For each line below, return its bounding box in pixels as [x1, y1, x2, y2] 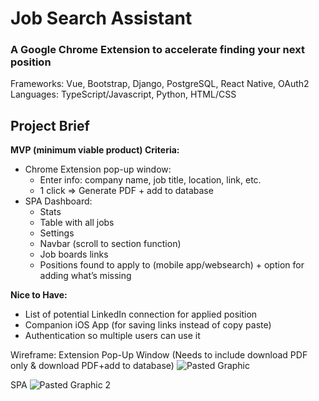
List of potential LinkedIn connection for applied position [24, 308, 258, 321]
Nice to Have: [10, 289, 68, 301]
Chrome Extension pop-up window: [24, 163, 172, 176]
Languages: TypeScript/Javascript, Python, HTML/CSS [10, 88, 237, 101]
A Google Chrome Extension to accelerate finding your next [10, 43, 305, 57]
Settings [39, 227, 75, 239]
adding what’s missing [39, 270, 132, 282]
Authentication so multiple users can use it [24, 330, 201, 342]
